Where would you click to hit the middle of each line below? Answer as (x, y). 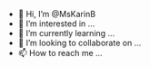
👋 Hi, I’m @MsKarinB (57, 14)
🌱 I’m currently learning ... (66, 33)
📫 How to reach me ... (60, 53)
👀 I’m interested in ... (56, 24)
